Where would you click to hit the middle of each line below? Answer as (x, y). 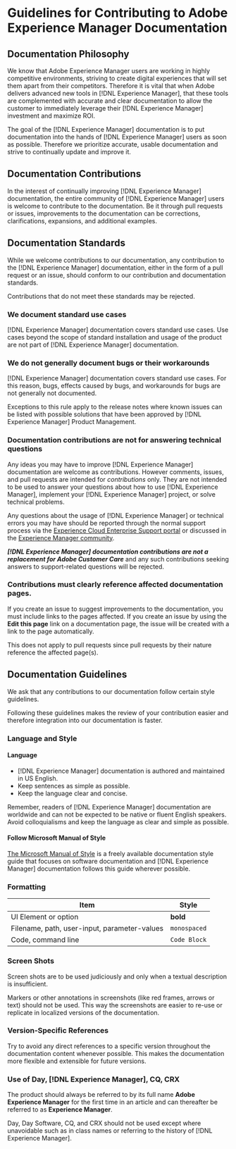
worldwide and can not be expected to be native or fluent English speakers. (117, 814)
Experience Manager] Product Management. (72, 422)
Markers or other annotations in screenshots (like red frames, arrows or (111, 998)
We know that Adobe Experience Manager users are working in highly (108, 71)
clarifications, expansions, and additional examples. (82, 221)
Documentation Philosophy (68, 54)
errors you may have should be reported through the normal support (107, 523)
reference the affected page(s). (53, 652)
